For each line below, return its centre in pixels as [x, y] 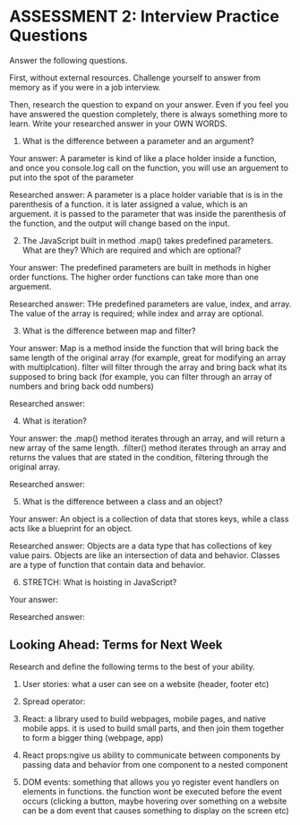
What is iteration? [54, 421]
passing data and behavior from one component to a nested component [155, 764]
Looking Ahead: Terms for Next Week [116, 645]
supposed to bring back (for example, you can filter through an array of [141, 376]
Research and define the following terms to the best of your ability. [132, 666]
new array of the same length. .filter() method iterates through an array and [148, 447]
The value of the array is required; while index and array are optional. [137, 313]
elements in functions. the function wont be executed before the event [152, 791]
